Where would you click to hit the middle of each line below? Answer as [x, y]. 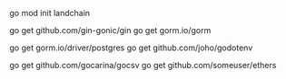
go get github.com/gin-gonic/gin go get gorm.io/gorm [110, 30]
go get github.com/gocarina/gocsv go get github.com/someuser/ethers [143, 65]
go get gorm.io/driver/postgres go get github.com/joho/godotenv [131, 48]
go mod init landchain [50, 13]
